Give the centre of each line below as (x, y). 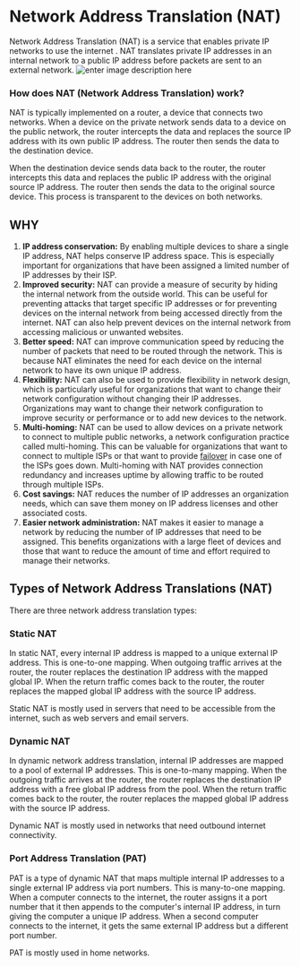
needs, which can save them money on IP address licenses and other (150, 504)
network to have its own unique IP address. (102, 370)
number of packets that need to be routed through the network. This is (152, 351)
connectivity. (33, 835)
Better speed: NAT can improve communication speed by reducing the (153, 341)
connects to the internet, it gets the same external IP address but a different (149, 926)
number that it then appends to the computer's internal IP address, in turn (145, 906)
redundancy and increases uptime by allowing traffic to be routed (143, 475)
